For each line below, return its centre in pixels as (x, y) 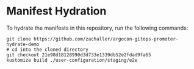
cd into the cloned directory (50, 50)
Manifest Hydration (56, 11)
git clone (19, 39)
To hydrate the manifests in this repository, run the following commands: (97, 28)
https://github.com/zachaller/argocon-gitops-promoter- (106, 39)
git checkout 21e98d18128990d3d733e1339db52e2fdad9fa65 (79, 55)
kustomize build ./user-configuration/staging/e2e (72, 60)
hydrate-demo (23, 44)
